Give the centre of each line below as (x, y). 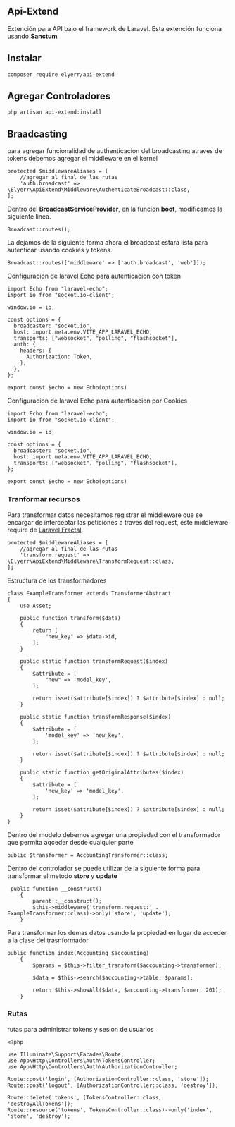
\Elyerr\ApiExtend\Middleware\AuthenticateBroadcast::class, (99, 190)
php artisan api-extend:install (55, 112)
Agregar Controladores (59, 96)
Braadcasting (38, 134)
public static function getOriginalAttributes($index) (102, 772)
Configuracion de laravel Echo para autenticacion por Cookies (97, 401)
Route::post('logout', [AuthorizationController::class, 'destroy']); (113, 1085)
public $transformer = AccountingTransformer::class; (88, 855)
